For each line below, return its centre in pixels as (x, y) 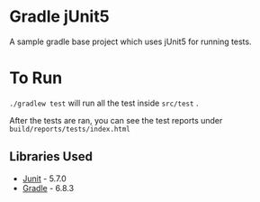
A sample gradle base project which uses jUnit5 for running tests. (130, 41)
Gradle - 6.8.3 (48, 188)
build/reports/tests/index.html (70, 129)
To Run (36, 78)
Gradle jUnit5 (59, 17)
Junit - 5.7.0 (45, 179)
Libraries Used (51, 156)
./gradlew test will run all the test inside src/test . (104, 103)
